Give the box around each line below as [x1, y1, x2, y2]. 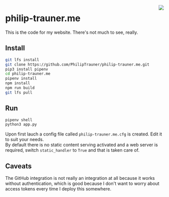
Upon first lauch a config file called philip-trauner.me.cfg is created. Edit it [5, 131, 162, 137]
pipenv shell [5, 117, 33, 122]
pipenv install [5, 76, 37, 81]
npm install [5, 81, 30, 86]
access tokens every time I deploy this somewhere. [5, 186, 112, 192]
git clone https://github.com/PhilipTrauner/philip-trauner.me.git [5, 62, 150, 67]
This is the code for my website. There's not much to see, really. [5, 29, 138, 35]
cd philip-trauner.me [5, 71, 51, 77]
